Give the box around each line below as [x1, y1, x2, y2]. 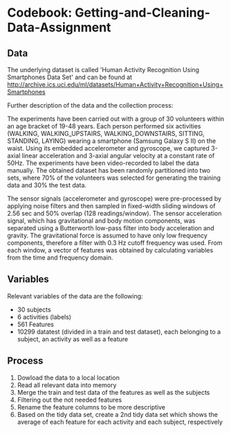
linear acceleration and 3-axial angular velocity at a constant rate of [21, 151, 215, 160]
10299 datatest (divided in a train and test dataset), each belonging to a [17, 328, 221, 336]
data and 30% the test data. [7, 181, 87, 189]
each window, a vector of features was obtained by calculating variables [7, 246, 214, 254]
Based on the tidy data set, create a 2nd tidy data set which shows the [17, 410, 219, 418]
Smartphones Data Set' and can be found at [7, 73, 133, 81]
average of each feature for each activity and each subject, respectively [17, 418, 223, 426]
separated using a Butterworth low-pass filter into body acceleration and [7, 224, 214, 232]
